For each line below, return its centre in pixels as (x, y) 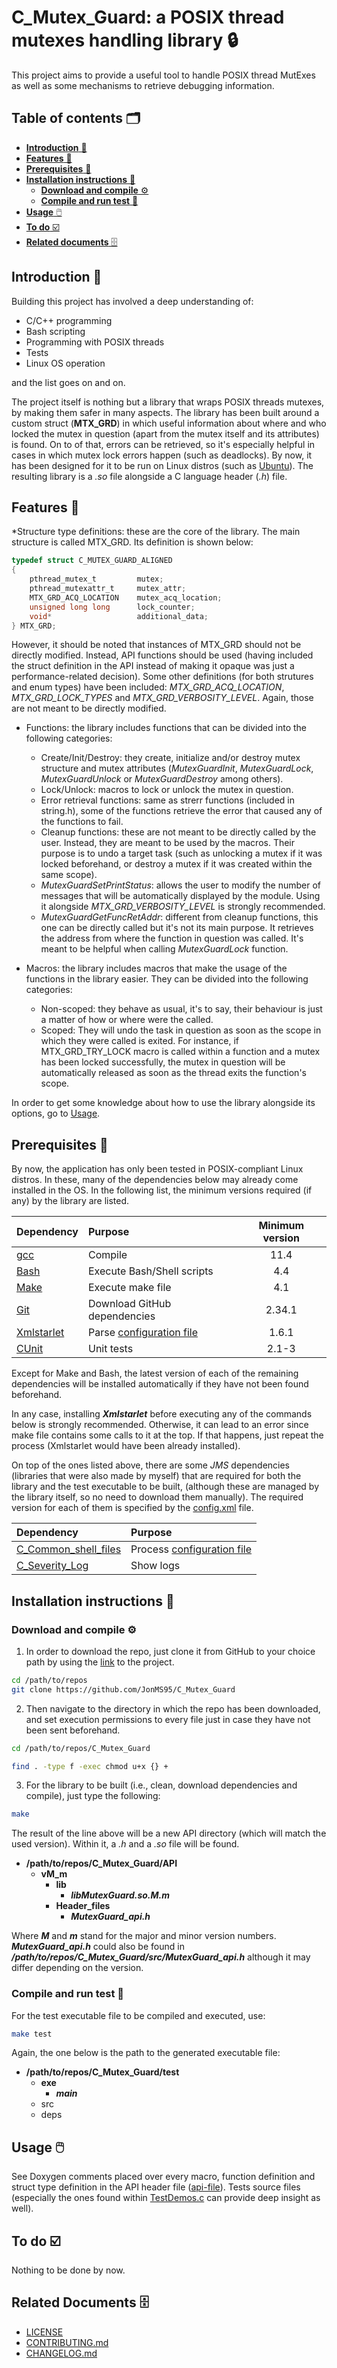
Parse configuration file (143, 1333)
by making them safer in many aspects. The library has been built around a (165, 412)
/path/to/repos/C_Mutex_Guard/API (101, 1863)
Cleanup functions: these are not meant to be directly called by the (178, 832)
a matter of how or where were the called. (127, 1020)
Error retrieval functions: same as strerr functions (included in (168, 800)
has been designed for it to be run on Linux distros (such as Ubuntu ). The (162, 465)
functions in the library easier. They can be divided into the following (167, 979)
